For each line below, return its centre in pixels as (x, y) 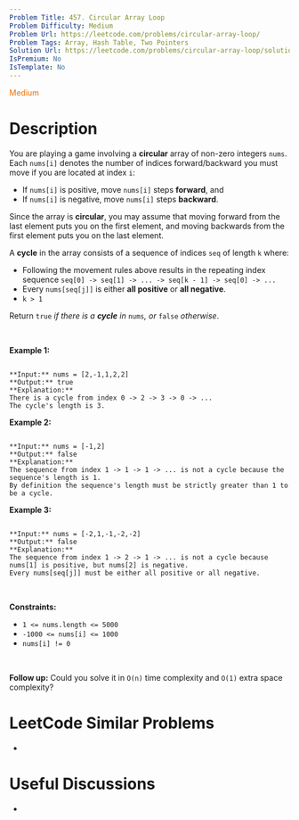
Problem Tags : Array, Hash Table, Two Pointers (99, 42)
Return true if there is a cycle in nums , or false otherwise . (114, 315)
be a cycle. (31, 493)
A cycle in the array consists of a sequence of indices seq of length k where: (149, 253)
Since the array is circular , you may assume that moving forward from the (145, 216)
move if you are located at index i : (72, 172)
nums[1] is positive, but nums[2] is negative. (99, 565)
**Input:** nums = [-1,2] (57, 446)
